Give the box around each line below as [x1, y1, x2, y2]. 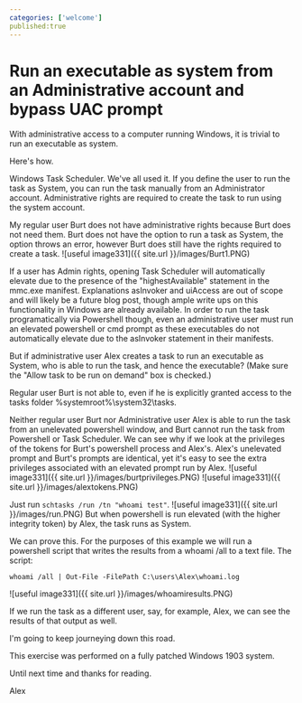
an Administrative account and [9, 80, 245, 100]
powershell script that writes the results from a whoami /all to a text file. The [9, 546, 292, 557]
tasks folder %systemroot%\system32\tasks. [9, 397, 178, 408]
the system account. [9, 202, 86, 213]
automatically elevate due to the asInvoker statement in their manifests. [9, 333, 274, 344]
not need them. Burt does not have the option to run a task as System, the [9, 230, 284, 240]
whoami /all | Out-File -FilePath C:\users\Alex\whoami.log [9, 573, 241, 582]
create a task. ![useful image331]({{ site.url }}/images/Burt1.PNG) [9, 248, 251, 259]
